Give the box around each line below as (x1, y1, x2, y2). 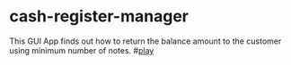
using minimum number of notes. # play (9, 45, 154, 55)
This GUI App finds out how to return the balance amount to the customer (9, 36, 282, 46)
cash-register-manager (9, 6, 189, 27)
